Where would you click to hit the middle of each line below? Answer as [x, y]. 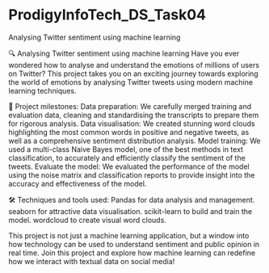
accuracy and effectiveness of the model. [78, 183]
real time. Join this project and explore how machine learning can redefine [132, 253]
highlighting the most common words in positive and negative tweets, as [129, 132]
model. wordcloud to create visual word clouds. [88, 220]
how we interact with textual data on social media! [92, 261]
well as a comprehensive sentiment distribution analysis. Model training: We [134, 141]
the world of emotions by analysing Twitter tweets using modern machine [130, 82]
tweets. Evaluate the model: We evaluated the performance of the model [129, 166]
